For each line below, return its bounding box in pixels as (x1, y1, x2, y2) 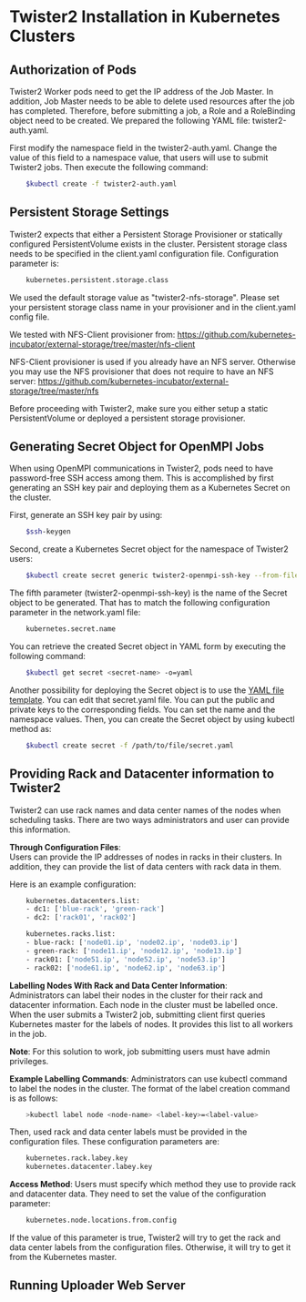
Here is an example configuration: (9, 879, 137, 890)
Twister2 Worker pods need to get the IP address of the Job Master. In (9, 86, 274, 97)
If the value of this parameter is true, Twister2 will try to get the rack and (9, 1232, 280, 1244)
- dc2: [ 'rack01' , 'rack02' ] (25, 913, 137, 922)
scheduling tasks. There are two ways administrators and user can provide (9, 814, 290, 825)
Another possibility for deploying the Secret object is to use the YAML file (9, 685, 285, 696)
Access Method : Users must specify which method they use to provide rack (9, 1179, 297, 1190)
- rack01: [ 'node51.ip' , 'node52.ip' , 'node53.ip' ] (25, 954, 226, 964)
